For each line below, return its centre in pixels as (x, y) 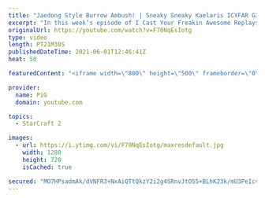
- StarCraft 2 (38, 124)
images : (21, 138)
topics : (21, 116)
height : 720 (42, 159)
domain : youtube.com (49, 102)
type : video (28, 37)
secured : (22, 181)
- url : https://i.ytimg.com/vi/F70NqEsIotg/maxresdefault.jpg (119, 145)
